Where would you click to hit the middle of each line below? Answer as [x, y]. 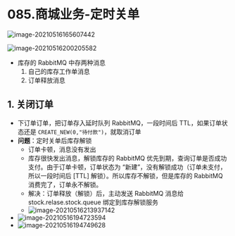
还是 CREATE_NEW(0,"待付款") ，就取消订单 [82, 132]
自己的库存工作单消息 [59, 71]
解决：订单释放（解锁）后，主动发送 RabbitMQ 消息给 [106, 193]
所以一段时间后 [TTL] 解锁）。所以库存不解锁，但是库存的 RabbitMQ [125, 175]
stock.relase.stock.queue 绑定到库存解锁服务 [93, 202]
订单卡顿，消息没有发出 [62, 149]
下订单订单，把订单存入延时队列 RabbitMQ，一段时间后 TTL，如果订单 [119, 123]
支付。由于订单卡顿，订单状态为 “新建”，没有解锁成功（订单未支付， [127, 167]
